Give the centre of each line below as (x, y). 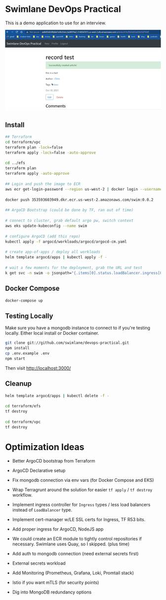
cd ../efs (15, 163)
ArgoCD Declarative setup (39, 470)
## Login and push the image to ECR (43, 184)
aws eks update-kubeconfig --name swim (46, 226)
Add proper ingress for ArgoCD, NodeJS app (58, 529)
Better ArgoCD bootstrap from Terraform (54, 461)
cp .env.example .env (27, 353)
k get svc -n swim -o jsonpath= (38, 273)
